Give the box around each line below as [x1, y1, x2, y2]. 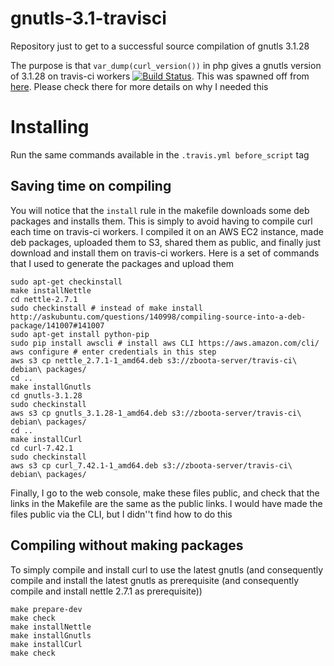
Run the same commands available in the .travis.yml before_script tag [10, 148, 310, 161]
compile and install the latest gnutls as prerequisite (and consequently [10, 574, 300, 586]
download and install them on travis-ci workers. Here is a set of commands [10, 247, 320, 259]
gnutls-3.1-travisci [10, 7, 167, 30]
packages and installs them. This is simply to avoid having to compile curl [10, 215, 313, 227]
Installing [10, 116, 90, 139]
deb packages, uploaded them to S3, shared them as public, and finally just [10, 236, 322, 248]
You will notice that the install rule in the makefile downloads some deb [10, 204, 310, 216]
